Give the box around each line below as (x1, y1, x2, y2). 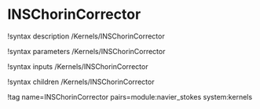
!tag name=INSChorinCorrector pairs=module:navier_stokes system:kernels (7, 92, 253, 101)
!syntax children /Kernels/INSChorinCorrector (7, 77, 155, 86)
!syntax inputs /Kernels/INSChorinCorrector (7, 61, 148, 71)
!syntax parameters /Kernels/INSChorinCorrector (7, 46, 166, 56)
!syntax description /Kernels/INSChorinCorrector (7, 31, 166, 41)
